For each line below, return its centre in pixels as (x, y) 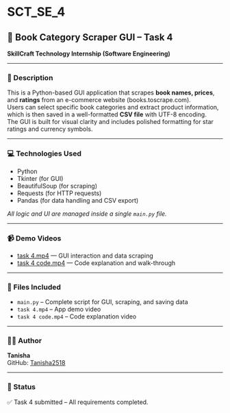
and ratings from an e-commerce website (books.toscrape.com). (99, 100)
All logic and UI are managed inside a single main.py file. (87, 214)
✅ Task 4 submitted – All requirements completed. (78, 402)
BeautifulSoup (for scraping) (57, 186)
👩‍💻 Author (25, 341)
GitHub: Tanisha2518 (36, 363)
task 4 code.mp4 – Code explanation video (77, 316)
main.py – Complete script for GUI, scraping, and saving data (102, 302)
